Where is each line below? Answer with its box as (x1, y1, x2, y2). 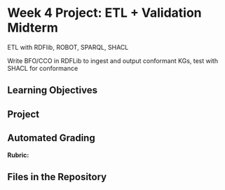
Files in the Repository (7, 170, 107, 183)
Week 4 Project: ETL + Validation (7, 5, 202, 21)
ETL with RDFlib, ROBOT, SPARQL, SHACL (7, 43, 129, 51)
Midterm (7, 20, 58, 36)
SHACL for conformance (7, 64, 79, 72)
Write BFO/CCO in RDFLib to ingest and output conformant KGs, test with (7, 56, 219, 65)
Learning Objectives (7, 84, 98, 96)
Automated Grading (7, 132, 96, 144)
